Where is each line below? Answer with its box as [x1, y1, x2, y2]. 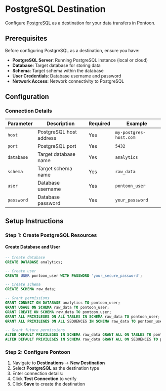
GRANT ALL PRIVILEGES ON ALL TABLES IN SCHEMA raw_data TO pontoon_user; [5, 314, 161, 319]
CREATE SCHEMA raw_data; [5, 287, 56, 292]
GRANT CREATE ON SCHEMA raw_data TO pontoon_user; [5, 309, 112, 315]
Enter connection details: [12, 371, 63, 377]
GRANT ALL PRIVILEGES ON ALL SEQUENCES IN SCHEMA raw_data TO [5, 319, 136, 324]
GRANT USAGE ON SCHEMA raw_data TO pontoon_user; [5, 305, 110, 310]
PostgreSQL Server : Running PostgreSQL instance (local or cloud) [12, 57, 148, 63]
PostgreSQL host [37, 129, 77, 135]
